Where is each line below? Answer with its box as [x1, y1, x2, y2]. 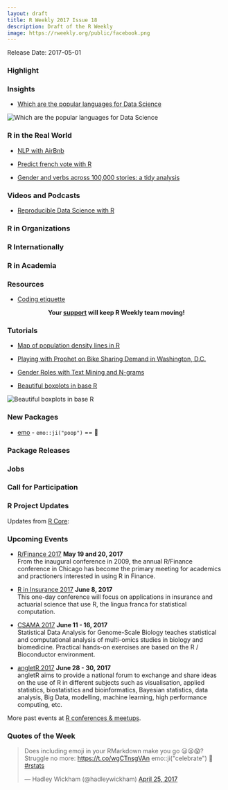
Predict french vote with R [17, 160, 92, 168]
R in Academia [7, 260, 57, 270]
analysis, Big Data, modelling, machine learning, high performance [17, 693, 207, 701]
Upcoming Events [7, 534, 69, 544]
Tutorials [7, 326, 38, 336]
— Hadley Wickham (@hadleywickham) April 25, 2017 [24, 775, 178, 783]
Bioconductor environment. [17, 650, 96, 658]
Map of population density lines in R [17, 341, 120, 350]
